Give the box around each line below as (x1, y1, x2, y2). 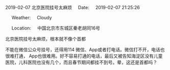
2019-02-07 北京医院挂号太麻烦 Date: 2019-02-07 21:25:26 (5, 5, 140, 10)
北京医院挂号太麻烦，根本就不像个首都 (5, 36, 86, 42)
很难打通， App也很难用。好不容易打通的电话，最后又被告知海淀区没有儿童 (5, 53, 163, 59)
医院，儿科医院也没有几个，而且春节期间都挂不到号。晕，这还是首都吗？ (5, 59, 157, 65)
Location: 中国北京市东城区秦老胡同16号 (11, 25, 101, 31)
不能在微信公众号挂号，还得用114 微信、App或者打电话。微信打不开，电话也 (5, 47, 165, 52)
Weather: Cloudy (11, 15, 52, 20)
